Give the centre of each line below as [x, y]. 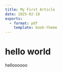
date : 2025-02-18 [23, 14]
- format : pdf [23, 23]
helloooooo [16, 65]
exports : [14, 18]
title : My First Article [30, 9]
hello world [28, 52]
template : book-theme [35, 28]
